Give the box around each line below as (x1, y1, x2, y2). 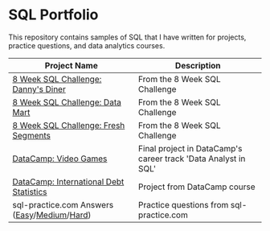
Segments (12, 130, 51, 141)
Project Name (44, 60, 98, 71)
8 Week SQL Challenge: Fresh (12, 119, 125, 130)
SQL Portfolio (8, 6, 99, 24)
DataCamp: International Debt (12, 175, 125, 187)
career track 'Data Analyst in (137, 153, 246, 164)
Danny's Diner (12, 83, 66, 94)
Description (175, 60, 221, 71)
